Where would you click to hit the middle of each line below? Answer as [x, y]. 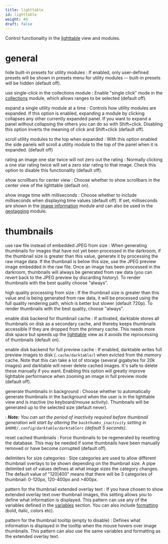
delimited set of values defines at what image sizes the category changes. [82, 469]
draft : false [19, 24]
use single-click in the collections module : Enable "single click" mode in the [84, 93]
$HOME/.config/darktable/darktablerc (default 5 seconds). [66, 428]
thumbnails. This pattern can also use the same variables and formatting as [83, 531]
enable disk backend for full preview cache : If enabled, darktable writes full [83, 350]
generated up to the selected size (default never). [56, 408]
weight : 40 [17, 19]
